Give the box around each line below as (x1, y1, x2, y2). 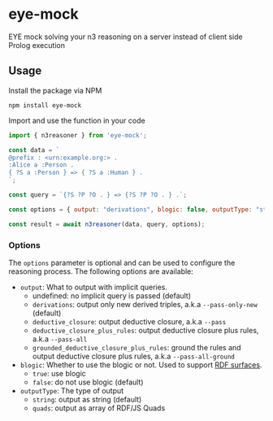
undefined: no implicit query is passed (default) (32, 290, 192, 301)
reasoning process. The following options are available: (8, 266, 193, 276)
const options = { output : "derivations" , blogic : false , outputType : (8, 205, 253, 214)
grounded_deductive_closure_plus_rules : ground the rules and (32, 342, 241, 352)
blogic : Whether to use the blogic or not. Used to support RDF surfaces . (19, 359, 262, 370)
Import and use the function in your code (8, 115, 145, 125)
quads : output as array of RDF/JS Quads (32, 403, 166, 413)
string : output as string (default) (32, 394, 142, 404)
